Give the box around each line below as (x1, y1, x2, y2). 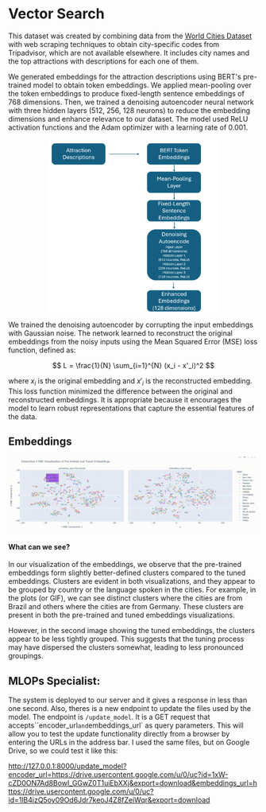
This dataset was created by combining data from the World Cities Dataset (8, 31, 253, 41)
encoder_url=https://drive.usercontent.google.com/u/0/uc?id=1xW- (8, 769, 229, 779)
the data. (8, 412, 37, 422)
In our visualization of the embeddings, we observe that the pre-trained (8, 560, 242, 569)
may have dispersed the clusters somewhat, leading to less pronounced (8, 643, 244, 652)
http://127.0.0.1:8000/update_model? (8, 761, 127, 771)
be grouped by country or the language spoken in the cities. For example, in (8, 585, 256, 595)
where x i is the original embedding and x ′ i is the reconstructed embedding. (8, 376, 253, 388)
